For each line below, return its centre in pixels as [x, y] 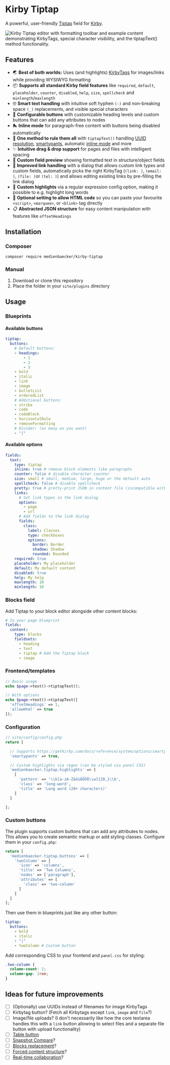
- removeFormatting [35, 424]
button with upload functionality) [47, 1029]
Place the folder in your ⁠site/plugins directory [61, 286]
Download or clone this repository [48, 280]
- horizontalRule [33, 419]
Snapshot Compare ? [34, 1040]
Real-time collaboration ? [38, 1057]
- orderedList [29, 395]
